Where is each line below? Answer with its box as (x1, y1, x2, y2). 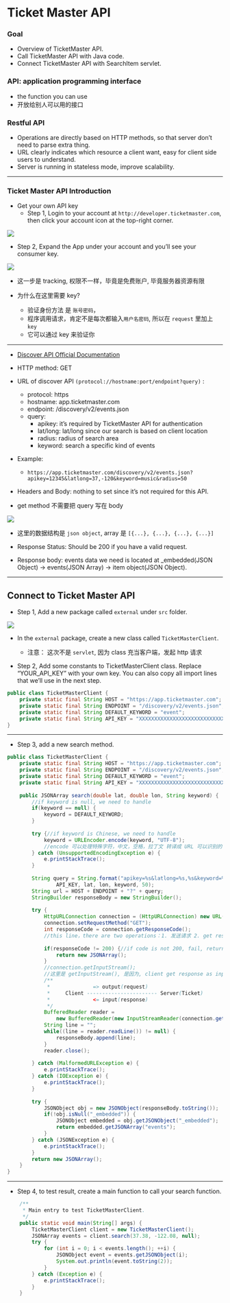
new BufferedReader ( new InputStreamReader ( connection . (55, 1016, 216, 1022)
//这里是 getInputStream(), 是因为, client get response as (43, 971, 213, 978)
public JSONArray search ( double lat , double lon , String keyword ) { (19, 792, 219, 799)
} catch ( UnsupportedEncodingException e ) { (31, 849, 161, 856)
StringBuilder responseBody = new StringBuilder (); (31, 894, 183, 901)
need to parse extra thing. (16, 141, 90, 149)
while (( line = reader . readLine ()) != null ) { (43, 1028, 176, 1035)
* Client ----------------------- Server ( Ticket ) (47, 989, 204, 996)
